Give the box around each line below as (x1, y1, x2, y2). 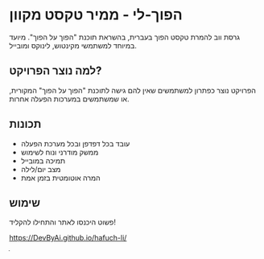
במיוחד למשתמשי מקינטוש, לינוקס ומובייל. (9, 40, 138, 50)
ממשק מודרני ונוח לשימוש (20, 147, 99, 157)
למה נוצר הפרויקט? (9, 64, 102, 78)
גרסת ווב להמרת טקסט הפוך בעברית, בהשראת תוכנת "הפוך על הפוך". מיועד (9, 32, 241, 42)
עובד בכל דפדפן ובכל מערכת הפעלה (20, 138, 130, 148)
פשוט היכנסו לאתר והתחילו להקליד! (9, 217, 116, 227)
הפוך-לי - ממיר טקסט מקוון (9, 6, 184, 24)
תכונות (9, 117, 42, 131)
